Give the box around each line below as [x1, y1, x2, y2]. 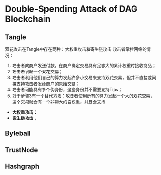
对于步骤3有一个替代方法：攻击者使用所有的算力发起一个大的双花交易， [12, 93, 155, 99]
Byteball [5, 130, 30, 138]
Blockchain [5, 14, 51, 25]
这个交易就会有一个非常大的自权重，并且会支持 [12, 99, 105, 104]
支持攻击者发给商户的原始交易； [16, 81, 80, 87]
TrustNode [5, 146, 38, 154]
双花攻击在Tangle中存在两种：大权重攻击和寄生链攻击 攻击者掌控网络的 [5, 46, 147, 52]
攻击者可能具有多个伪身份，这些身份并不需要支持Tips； [12, 87, 123, 92]
